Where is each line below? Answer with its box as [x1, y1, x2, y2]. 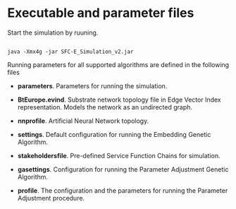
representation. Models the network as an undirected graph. [17, 102, 192, 111]
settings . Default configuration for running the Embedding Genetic [17, 130, 211, 138]
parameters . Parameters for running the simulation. [17, 81, 168, 90]
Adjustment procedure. [17, 193, 85, 202]
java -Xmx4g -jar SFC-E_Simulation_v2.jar [7, 48, 134, 55]
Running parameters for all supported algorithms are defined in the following [7, 60, 230, 68]
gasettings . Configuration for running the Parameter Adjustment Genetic [17, 165, 229, 174]
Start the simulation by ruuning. [7, 28, 99, 37]
